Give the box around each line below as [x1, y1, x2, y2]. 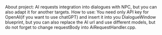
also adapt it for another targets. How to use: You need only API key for [5, 9, 149, 15]
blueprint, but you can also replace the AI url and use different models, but [5, 19, 156, 25]
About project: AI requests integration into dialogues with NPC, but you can [5, 4, 157, 10]
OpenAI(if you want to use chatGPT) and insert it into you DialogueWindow [5, 14, 156, 20]
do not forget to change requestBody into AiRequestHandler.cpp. [5, 24, 136, 30]
